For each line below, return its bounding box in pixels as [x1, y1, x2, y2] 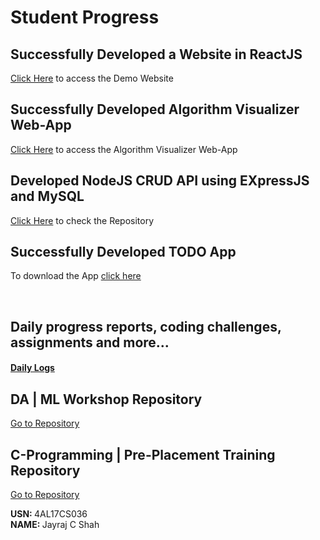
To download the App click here [10, 270, 142, 282]
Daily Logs [10, 362, 55, 374]
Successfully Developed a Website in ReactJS [10, 46, 303, 63]
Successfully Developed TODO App [10, 244, 237, 261]
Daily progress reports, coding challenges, [10, 318, 282, 335]
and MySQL [10, 188, 85, 205]
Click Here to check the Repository [10, 214, 155, 226]
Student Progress [10, 6, 160, 29]
